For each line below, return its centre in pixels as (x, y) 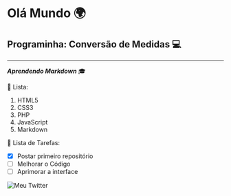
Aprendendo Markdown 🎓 (46, 71)
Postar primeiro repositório (55, 156)
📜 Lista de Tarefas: (34, 143)
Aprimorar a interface (47, 172)
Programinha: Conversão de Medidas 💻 (95, 44)
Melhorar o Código (44, 164)
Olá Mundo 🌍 (46, 13)
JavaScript (32, 122)
